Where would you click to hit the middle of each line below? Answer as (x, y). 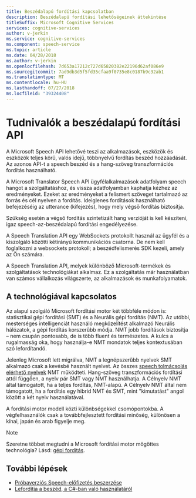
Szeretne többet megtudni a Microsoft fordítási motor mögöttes (83, 444)
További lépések (37, 468)
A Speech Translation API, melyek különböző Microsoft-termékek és (89, 266)
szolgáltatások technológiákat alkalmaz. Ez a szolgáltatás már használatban (98, 272)
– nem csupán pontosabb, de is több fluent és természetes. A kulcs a (89, 336)
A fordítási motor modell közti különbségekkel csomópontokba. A (85, 409)
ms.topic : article (28, 50)
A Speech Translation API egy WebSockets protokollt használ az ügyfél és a (98, 235)
